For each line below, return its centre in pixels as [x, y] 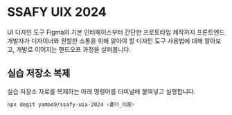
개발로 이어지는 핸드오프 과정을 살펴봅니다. [74, 49]
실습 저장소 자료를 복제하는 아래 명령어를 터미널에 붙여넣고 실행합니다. [101, 91]
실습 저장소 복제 [39, 73]
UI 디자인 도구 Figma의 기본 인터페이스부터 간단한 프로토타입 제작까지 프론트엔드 [116, 32]
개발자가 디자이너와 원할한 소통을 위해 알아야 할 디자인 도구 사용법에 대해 [105, 41]
